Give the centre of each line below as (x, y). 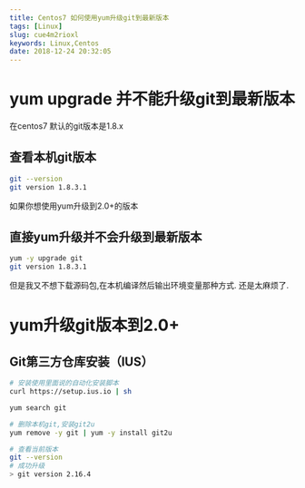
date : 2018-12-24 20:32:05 (60, 52)
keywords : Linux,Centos (54, 43)
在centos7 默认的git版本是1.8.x (67, 126)
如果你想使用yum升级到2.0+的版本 (74, 206)
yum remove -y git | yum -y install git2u (91, 433)
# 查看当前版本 (34, 449)
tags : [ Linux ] (36, 26)
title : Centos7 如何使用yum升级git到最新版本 (89, 18)
